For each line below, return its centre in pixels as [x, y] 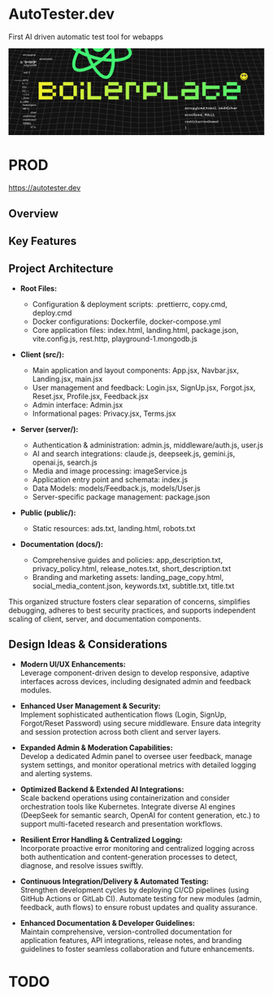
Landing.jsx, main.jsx [67, 378]
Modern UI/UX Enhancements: [73, 664]
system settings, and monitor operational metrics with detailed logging [138, 765]
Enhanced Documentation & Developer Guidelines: [107, 923]
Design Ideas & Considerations [88, 645]
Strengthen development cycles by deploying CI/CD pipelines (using [134, 890]
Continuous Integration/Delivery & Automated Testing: [114, 881]
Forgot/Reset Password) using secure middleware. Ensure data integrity [141, 723]
